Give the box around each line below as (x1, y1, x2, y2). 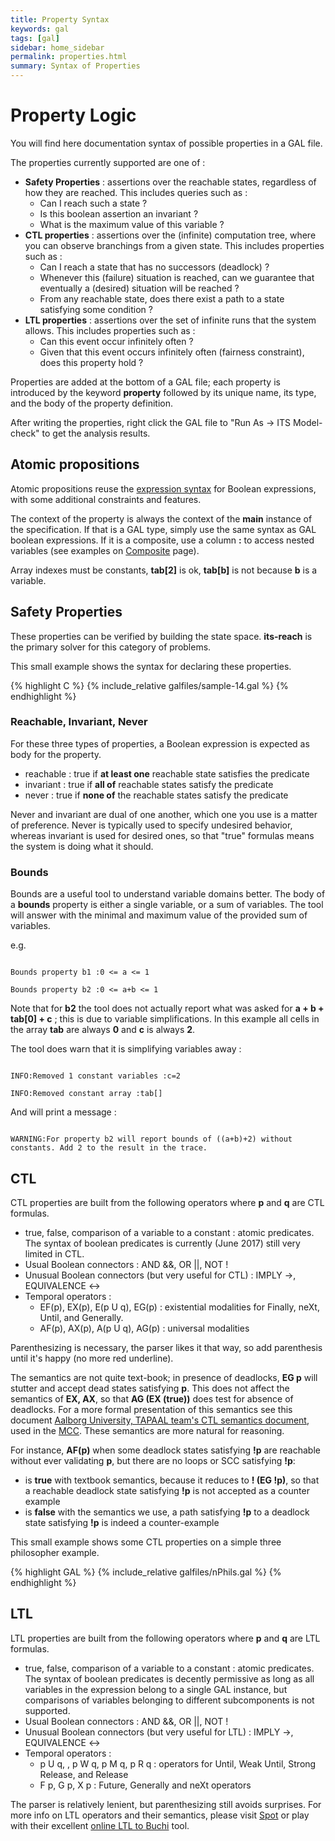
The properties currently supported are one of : (10, 156, 206, 168)
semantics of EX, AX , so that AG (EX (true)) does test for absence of (10, 1392, 294, 1405)
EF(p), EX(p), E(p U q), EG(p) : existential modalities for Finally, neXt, (39, 1301, 320, 1313)
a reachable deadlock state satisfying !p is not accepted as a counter (24, 1484, 310, 1496)
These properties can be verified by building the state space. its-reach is (10, 630, 313, 642)
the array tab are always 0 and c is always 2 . (10, 1024, 196, 1036)
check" (10, 427, 40, 439)
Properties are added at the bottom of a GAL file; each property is (10, 376, 281, 388)
